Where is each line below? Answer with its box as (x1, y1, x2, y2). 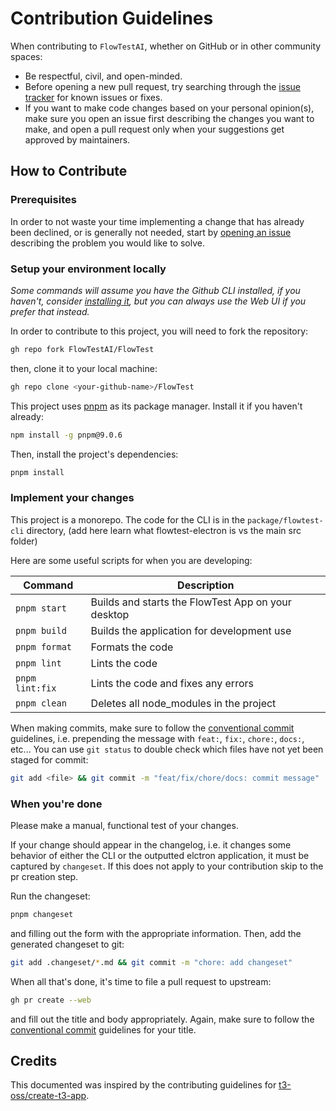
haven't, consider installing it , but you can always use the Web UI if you (10, 295, 307, 307)
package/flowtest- (247, 515, 324, 526)
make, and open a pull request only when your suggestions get (24, 123, 285, 135)
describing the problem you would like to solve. (10, 237, 206, 249)
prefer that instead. (10, 305, 90, 317)
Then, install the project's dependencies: (10, 448, 179, 460)
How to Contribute (10, 163, 128, 180)
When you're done (10, 797, 103, 811)
